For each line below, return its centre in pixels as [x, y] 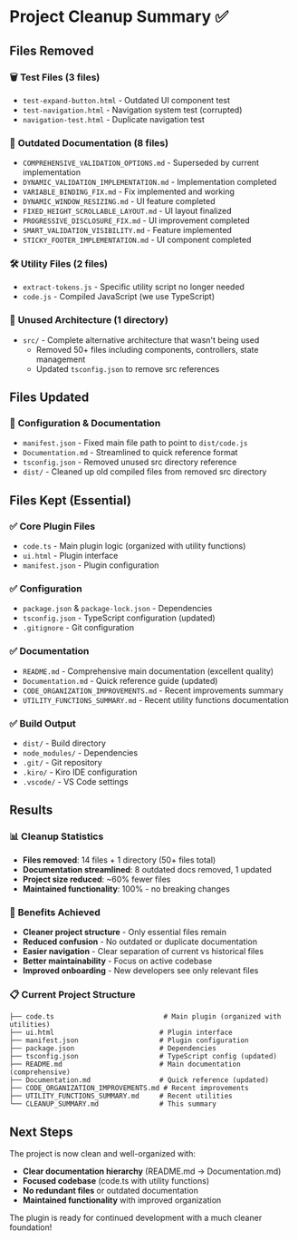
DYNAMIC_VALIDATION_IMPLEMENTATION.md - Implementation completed [149, 182]
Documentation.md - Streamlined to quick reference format [130, 453]
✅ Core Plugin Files [53, 526]
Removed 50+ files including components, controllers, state [147, 349]
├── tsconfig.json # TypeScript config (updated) [144, 1057]
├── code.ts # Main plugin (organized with [145, 1017]
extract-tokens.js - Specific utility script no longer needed [133, 287]
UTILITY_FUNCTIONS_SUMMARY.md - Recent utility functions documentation [155, 699]
